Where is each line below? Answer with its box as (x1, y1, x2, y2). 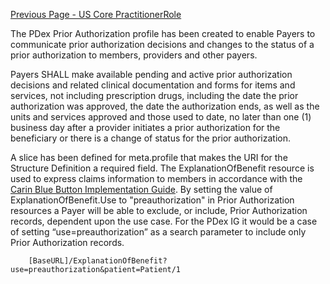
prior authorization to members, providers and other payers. (10, 49, 258, 61)
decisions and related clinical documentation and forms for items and (10, 79, 296, 91)
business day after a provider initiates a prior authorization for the (10, 122, 281, 133)
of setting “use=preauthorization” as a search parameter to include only (10, 226, 307, 238)
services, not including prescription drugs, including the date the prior (10, 90, 299, 101)
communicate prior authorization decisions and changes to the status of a (10, 39, 315, 50)
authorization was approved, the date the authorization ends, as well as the (10, 100, 320, 112)
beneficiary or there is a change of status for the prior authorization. (10, 132, 292, 144)
